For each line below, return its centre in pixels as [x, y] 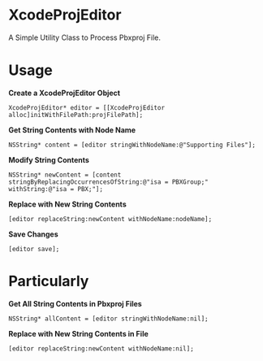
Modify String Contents [49, 159]
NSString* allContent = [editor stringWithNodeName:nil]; [108, 319]
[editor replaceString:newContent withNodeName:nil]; [101, 348]
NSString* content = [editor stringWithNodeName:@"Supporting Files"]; [132, 145]
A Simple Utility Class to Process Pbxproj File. [84, 37]
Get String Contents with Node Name [72, 130]
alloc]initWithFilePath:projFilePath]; [76, 115]
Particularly [49, 281]
